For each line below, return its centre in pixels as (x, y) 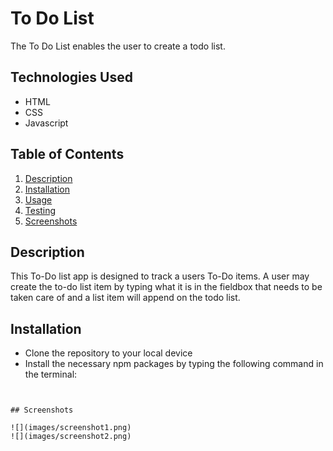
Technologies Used (71, 77)
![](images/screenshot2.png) (71, 437)
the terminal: (51, 374)
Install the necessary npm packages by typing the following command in (174, 364)
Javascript (46, 123)
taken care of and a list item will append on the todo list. (125, 298)
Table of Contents (67, 154)
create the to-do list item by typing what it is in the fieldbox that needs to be (166, 287)
